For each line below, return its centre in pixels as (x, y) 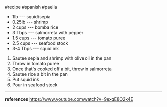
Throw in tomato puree (36, 63)
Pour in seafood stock (35, 85)
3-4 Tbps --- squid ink (36, 49)
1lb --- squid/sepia (31, 17)
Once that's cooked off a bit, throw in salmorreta (62, 69)
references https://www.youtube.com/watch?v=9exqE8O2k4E (69, 99)
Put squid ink (26, 79)
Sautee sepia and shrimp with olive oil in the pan (62, 58)
